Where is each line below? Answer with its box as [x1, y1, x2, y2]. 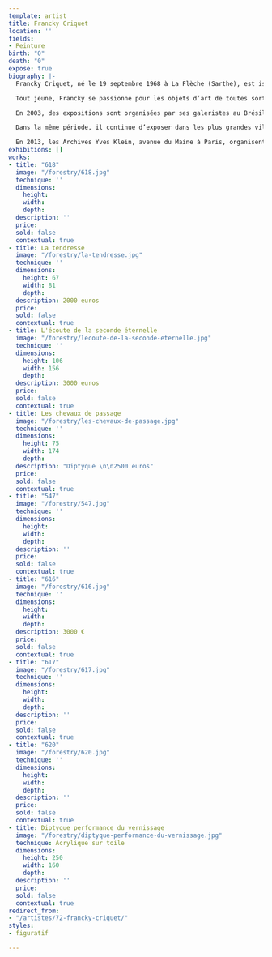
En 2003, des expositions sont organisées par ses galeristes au [15, 109, 241, 117]
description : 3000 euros [15, 379, 100, 387]
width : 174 [23, 447, 60, 455]
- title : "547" [8, 492, 60, 501]
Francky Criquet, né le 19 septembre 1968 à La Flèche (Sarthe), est [15, 79, 255, 88]
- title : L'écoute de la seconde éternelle [8, 327, 158, 335]
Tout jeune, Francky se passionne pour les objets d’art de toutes [15, 94, 249, 102]
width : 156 [23, 364, 60, 373]
